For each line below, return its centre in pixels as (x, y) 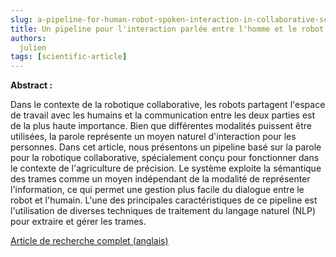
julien (33, 47)
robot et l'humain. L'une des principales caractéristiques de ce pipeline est (164, 200)
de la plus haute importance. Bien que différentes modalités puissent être (161, 126)
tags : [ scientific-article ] (69, 57)
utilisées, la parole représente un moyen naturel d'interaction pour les (153, 137)
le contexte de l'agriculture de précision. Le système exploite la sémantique (166, 168)
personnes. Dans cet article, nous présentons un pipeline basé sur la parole (166, 147)
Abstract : (31, 85)
